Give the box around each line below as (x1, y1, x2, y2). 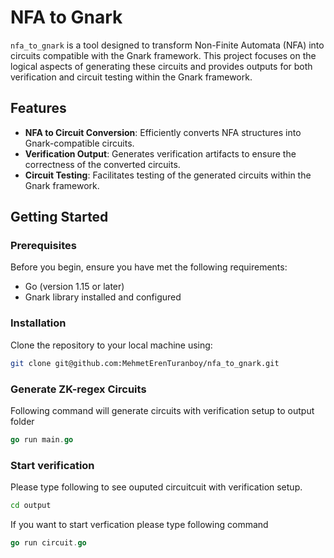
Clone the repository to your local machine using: (10, 339, 213, 351)
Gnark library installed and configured (24, 291, 182, 303)
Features (10, 100, 67, 117)
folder (10, 415, 35, 427)
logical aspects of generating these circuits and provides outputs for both (10, 60, 313, 72)
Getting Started (10, 209, 109, 226)
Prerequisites (10, 239, 77, 253)
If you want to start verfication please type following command (10, 518, 269, 530)
